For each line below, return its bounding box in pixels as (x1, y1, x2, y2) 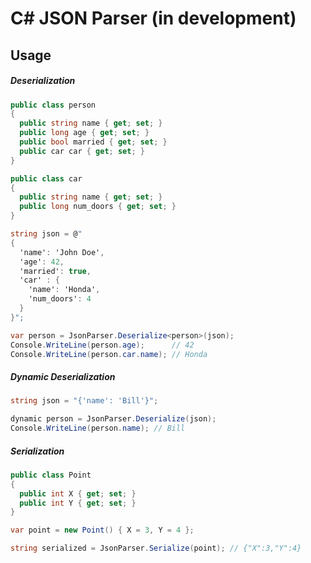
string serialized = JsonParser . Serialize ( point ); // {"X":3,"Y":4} (10, 543, 302, 554)
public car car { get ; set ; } (19, 146, 145, 156)
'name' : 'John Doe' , (19, 247, 105, 257)
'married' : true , (19, 266, 92, 276)
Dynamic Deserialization (10, 371, 116, 383)
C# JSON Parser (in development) (10, 7, 297, 30)
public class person (10, 100, 97, 110)
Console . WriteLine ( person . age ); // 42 (10, 340, 195, 350)
